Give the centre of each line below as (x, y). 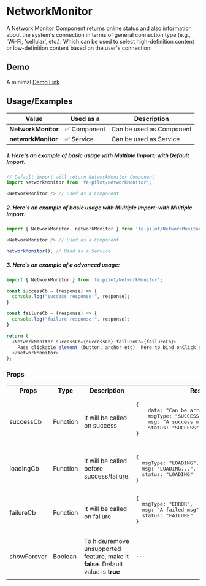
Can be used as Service (146, 139)
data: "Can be (168, 410)
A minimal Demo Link (33, 82)
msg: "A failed (163, 510)
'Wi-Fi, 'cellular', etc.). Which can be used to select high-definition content (100, 41)
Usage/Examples (40, 102)
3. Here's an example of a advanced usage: (63, 265)
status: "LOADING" (167, 474)
